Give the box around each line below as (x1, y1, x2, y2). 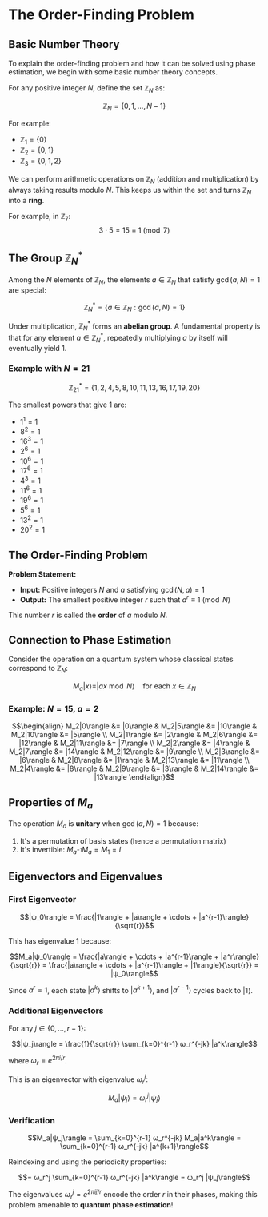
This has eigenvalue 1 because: (8, 936, 112, 945)
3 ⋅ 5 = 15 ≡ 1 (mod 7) (98, 225, 170, 235)
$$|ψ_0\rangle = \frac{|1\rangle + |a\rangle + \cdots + (19, 912, 198, 921)
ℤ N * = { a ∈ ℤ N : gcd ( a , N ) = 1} (83, 301, 186, 313)
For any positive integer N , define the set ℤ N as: (8, 83, 166, 94)
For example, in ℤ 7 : (8, 211, 71, 223)
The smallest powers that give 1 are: (8, 400, 127, 409)
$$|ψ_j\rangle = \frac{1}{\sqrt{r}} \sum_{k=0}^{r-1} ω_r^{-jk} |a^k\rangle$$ (11, 1039, 258, 1048)
